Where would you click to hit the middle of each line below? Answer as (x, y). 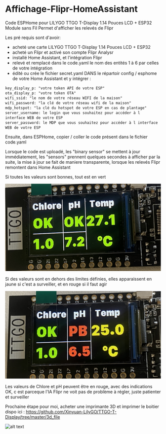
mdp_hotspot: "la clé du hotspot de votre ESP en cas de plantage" (76, 108)
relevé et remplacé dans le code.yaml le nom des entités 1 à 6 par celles (85, 63)
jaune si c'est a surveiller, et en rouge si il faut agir (56, 284)
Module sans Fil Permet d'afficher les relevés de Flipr (59, 28)
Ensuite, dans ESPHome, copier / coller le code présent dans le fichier (77, 137)
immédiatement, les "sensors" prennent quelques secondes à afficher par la (83, 157)
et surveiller (17, 397)
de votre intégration (32, 68)
